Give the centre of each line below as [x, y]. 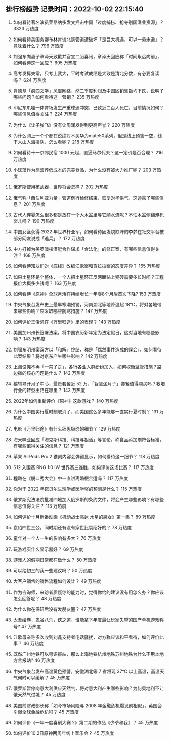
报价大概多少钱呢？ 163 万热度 [45, 283]
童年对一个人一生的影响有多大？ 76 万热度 [57, 538]
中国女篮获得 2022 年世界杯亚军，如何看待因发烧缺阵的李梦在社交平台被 [89, 231]
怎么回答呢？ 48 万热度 [37, 598]
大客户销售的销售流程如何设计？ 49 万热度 [57, 581]
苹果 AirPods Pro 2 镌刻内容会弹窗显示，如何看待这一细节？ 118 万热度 [86, 456]
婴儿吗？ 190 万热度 [34, 221]
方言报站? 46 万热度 [34, 660]
